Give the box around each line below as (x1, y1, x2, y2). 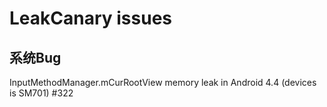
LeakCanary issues (9, 7, 173, 30)
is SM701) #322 (9, 87, 74, 99)
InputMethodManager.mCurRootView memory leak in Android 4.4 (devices (9, 77, 317, 88)
